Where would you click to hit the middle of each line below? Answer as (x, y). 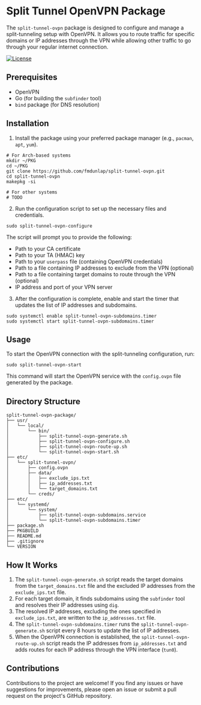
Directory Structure (43, 401)
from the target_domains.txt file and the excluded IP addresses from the (105, 586)
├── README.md (24, 536)
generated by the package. (40, 383)
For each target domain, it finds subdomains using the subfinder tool (100, 598)
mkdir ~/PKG (21, 160)
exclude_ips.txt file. (40, 592)
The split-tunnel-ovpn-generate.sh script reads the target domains (99, 579)
